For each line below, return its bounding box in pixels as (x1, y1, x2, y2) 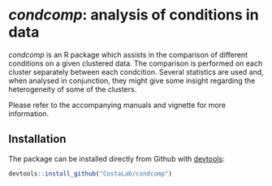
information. (8, 108, 50, 119)
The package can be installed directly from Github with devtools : (8, 154, 225, 163)
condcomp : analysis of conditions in (8, 6, 259, 24)
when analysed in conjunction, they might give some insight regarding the (8, 76, 256, 85)
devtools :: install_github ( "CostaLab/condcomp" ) (8, 169, 173, 178)
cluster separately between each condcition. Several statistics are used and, (8, 67, 264, 76)
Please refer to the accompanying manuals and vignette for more (8, 100, 226, 110)
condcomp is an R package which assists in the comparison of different (8, 50, 248, 59)
